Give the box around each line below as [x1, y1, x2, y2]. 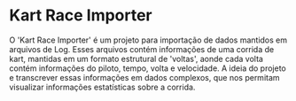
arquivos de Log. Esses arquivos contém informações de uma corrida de [9, 43, 275, 54]
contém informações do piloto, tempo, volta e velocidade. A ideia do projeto [9, 63, 286, 74]
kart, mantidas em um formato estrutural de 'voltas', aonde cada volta [9, 53, 264, 64]
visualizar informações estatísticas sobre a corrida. [9, 82, 196, 92]
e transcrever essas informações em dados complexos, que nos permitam [9, 72, 281, 82]
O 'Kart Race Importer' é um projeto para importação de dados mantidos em [9, 35, 288, 45]
